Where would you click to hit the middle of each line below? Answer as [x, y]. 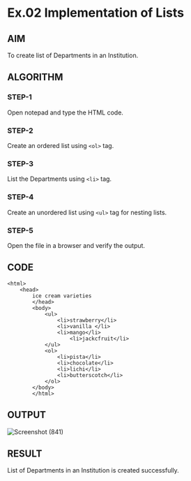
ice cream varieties [62, 296]
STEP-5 [20, 230]
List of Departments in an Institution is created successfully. [93, 471]
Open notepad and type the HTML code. [66, 112]
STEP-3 [20, 163]
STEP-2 [20, 131]
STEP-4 [21, 197]
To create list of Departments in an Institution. [73, 55]
